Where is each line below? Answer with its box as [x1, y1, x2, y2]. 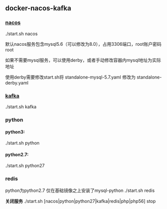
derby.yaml [5, 80, 29, 86]
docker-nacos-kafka [5, 4, 71, 13]
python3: [5, 128, 25, 135]
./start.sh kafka [5, 103, 37, 110]
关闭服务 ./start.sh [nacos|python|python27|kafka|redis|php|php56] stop [5, 198, 156, 204]
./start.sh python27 [5, 163, 45, 169]
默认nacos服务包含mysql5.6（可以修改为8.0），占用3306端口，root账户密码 [5, 41, 162, 47]
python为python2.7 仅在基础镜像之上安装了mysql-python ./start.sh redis [5, 187, 155, 193]
